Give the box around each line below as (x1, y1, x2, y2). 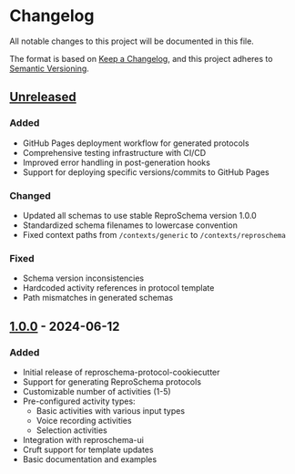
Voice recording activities (36, 415, 132, 426)
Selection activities (36, 425, 107, 436)
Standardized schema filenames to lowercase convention (22, 220, 239, 231)
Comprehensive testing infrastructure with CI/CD (22, 147, 207, 158)
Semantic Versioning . (9, 63, 89, 74)
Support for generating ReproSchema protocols (22, 376, 202, 387)
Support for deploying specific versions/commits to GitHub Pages (22, 166, 270, 178)
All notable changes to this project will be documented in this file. (9, 36, 255, 46)
